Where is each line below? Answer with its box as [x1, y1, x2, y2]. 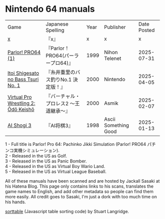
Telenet [104, 55, 121, 62]
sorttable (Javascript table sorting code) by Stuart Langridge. [5, 208, 129, 214]
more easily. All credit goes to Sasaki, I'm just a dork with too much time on [5, 193, 157, 199]
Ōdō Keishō [7, 106, 34, 112]
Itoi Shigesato [7, 70, 39, 77]
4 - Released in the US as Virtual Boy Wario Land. [5, 163, 106, 169]
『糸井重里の [46, 69, 76, 76]
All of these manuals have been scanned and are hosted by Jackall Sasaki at [5, 178, 160, 184]
